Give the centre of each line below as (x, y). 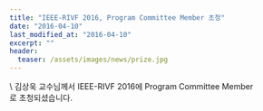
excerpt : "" (32, 43)
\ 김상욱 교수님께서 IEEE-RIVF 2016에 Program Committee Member (131, 86)
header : (24, 51)
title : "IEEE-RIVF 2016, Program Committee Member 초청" (117, 18)
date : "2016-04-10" (46, 26)
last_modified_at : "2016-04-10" (70, 34)
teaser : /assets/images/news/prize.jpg (93, 60)
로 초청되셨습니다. (41, 97)
